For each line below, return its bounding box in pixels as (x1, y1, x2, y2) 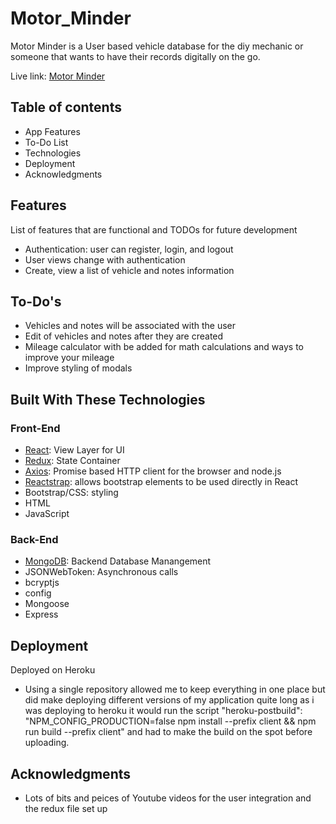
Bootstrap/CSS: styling (24, 487, 119, 499)
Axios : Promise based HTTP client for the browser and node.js (24, 465, 282, 477)
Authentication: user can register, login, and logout (24, 243, 234, 255)
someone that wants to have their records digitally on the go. (10, 50, 261, 62)
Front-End (10, 421, 61, 435)
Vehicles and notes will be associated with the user (24, 320, 237, 332)
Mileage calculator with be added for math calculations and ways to (24, 341, 304, 353)
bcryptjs (24, 577, 60, 589)
